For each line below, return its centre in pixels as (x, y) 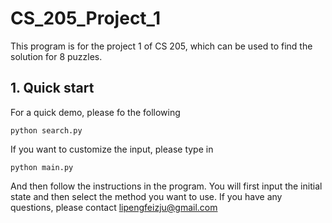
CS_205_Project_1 (85, 18)
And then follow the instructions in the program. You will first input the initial (166, 186)
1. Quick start (52, 88)
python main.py (42, 167)
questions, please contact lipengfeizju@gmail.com (114, 207)
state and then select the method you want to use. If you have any (146, 196)
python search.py (46, 130)
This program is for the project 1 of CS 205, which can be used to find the (161, 46)
